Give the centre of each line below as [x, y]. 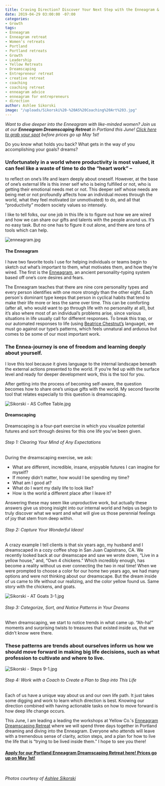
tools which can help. [27, 230]
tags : [11, 28]
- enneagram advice [25, 92]
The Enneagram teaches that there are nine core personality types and [77, 287]
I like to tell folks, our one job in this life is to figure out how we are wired [78, 215]
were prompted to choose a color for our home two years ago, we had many [82, 571]
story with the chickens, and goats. [41, 587]
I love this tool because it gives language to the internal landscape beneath [81, 364]
